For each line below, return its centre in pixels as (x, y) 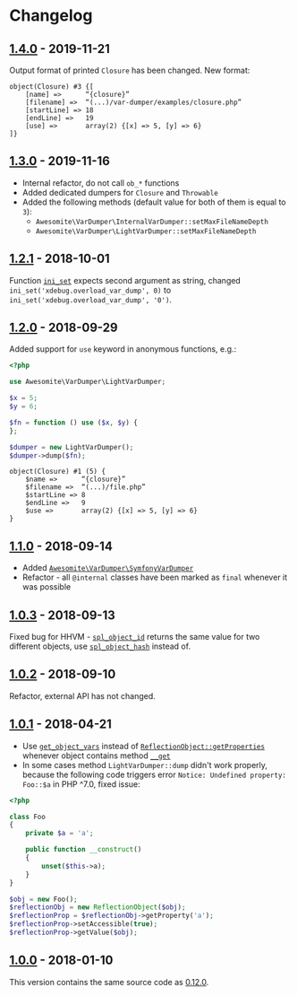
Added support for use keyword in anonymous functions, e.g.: (123, 349)
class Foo (28, 817)
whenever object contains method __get (97, 756)
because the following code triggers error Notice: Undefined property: (154, 774)
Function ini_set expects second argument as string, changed (125, 280)
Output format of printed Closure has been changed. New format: (130, 70)
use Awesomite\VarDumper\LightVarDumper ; (88, 382)
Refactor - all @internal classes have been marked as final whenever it (155, 577)
